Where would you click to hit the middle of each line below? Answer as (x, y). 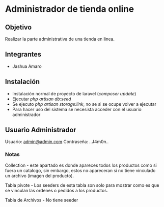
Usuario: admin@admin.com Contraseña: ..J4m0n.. (57, 142)
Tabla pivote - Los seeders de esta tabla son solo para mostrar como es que (82, 185)
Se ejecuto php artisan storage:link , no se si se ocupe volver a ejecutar (84, 104)
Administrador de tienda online (69, 9)
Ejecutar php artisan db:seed (41, 99)
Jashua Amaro (27, 66)
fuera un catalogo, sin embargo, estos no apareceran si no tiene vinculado (80, 170)
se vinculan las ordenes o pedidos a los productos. (56, 190)
